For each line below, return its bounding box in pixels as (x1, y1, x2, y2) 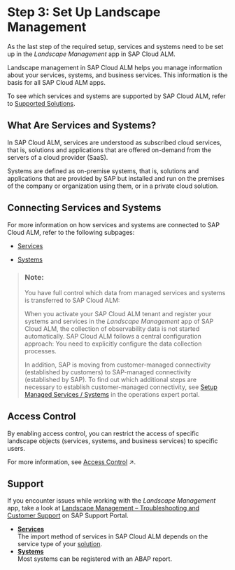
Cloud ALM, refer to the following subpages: (7, 228, 135, 236)
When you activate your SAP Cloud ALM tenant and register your (24, 309, 212, 318)
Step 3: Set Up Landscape (7, 4, 161, 20)
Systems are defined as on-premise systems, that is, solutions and (7, 166, 199, 175)
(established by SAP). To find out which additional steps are (24, 375, 197, 384)
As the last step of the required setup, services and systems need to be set (7, 42, 224, 50)
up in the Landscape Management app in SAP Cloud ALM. (7, 50, 176, 58)
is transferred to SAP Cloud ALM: (24, 296, 120, 304)
